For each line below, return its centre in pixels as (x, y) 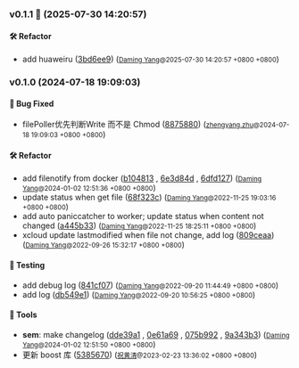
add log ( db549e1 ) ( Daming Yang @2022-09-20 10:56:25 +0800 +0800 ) (139, 294)
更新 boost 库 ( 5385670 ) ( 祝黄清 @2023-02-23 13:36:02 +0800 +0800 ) (139, 355)
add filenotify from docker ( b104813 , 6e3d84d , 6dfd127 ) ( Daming (141, 178)
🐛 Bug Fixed (32, 103)
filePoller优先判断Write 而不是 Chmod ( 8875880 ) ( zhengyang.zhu (138, 125)
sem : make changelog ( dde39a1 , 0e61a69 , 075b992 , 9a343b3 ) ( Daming (156, 334)
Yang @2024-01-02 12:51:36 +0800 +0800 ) (89, 188)
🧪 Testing (27, 266)
